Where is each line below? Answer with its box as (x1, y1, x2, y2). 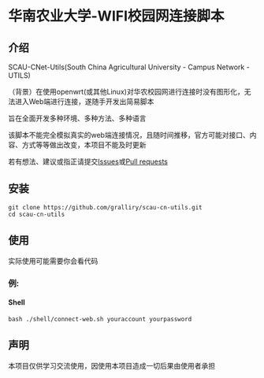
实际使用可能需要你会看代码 (8, 256, 99, 265)
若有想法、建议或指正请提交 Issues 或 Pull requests (8, 157, 168, 166)
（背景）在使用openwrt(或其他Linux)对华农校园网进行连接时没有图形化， (8, 87, 244, 96)
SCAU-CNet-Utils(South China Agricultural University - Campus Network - (8, 62, 250, 72)
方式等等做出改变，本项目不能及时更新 (21, 140, 147, 150)
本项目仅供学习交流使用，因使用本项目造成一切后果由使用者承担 (8, 361, 215, 370)
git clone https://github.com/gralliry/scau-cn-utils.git (8, 203, 203, 211)
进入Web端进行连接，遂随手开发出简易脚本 (14, 97, 154, 106)
